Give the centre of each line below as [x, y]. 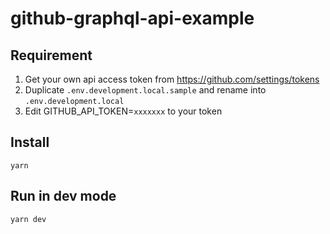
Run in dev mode [63, 196]
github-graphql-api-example [132, 18]
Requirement [51, 55]
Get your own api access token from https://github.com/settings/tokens [172, 79]
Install [30, 142]
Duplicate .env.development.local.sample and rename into [145, 90]
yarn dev [28, 219]
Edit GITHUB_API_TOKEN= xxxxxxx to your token [123, 111]
